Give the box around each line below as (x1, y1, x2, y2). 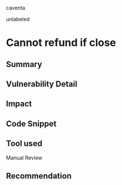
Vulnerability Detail (6, 79, 77, 89)
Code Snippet (6, 118, 57, 128)
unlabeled (6, 16, 30, 22)
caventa (6, 5, 26, 11)
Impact (6, 99, 32, 109)
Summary (6, 59, 42, 69)
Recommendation (6, 171, 71, 181)
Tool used (6, 139, 42, 149)
